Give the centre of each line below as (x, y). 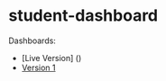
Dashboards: (32, 40)
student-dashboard (83, 16)
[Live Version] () (51, 58)
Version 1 (38, 67)
